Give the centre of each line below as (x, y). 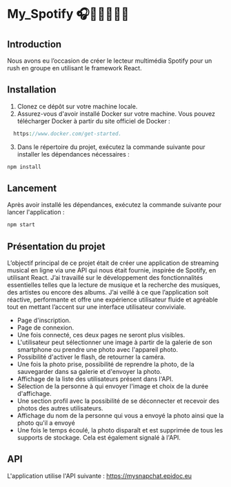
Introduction (34, 44)
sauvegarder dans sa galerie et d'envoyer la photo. (89, 372)
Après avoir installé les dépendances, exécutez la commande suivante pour (114, 205)
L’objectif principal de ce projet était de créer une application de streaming (113, 263)
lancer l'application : (36, 212)
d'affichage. (34, 394)
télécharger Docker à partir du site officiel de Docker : (93, 121)
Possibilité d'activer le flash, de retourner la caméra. (91, 357)
